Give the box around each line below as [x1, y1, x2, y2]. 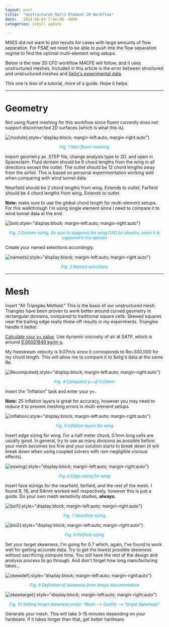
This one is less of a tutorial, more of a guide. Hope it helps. [5, 80, 129, 86]
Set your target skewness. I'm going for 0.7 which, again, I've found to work [5, 542, 162, 548]
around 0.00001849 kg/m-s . [5, 339, 64, 345]
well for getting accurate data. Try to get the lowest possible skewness [5, 547, 152, 553]
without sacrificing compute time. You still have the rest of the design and [5, 552, 158, 558]
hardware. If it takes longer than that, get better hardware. [5, 616, 126, 622]
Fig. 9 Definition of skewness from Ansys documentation [30, 582, 139, 588]
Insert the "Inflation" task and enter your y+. [5, 388, 97, 395]
